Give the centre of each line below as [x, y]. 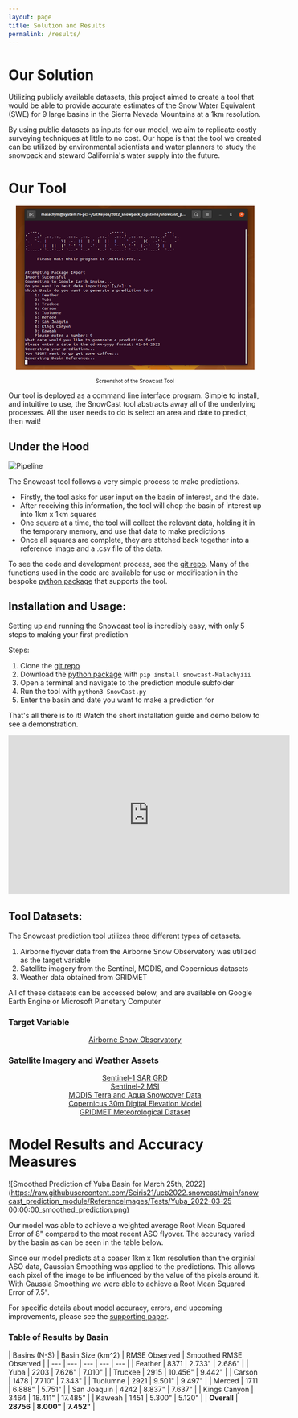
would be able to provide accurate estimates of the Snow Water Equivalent [132, 105]
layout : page [30, 17]
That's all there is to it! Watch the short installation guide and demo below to [134, 715]
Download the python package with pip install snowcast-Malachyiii [135, 674]
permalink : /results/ [45, 34]
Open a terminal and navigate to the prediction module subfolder [127, 682]
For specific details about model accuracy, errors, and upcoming [115, 1308]
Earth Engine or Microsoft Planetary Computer [85, 1001]
